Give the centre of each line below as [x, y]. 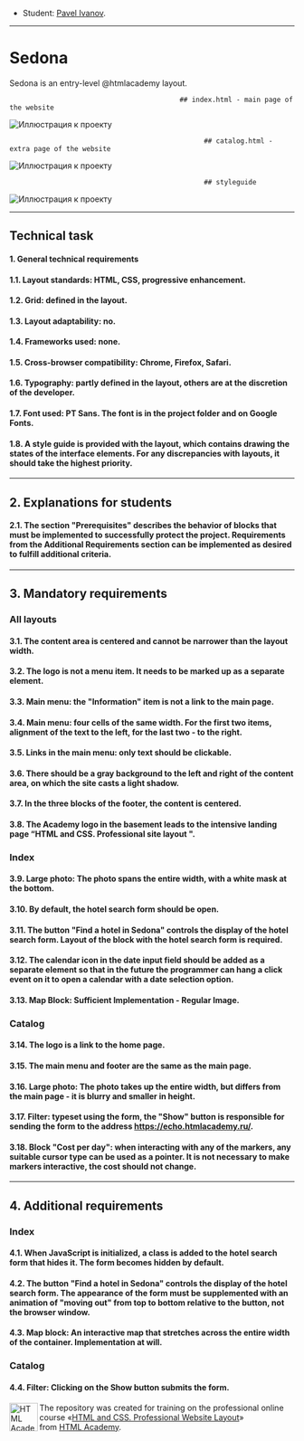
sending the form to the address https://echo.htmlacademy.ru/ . [131, 1126]
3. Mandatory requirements [88, 594]
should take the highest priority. [71, 463]
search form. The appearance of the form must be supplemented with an [149, 1293]
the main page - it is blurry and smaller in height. [103, 1096]
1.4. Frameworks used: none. [65, 342]
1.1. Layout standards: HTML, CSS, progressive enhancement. [128, 280]
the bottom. [32, 888]
